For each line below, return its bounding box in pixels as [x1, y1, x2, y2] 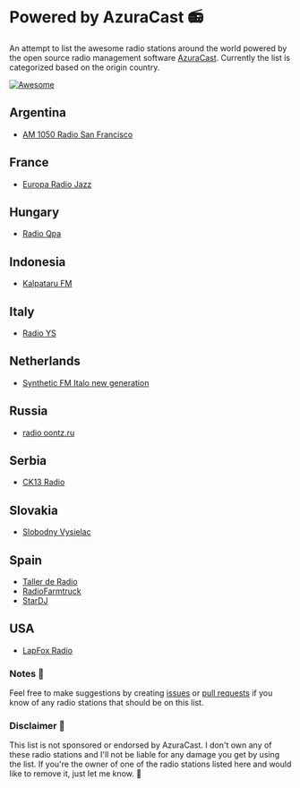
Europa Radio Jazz [21, 178, 92, 189]
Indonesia [9, 254, 66, 270]
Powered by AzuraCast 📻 [9, 7, 204, 28]
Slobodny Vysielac [21, 527, 91, 537]
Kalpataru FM [21, 278, 73, 289]
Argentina [9, 105, 67, 121]
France [9, 155, 49, 170]
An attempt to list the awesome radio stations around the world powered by [9, 42, 287, 54]
